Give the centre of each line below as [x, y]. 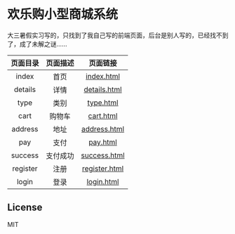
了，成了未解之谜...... [38, 44]
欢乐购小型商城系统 [63, 14]
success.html [103, 155]
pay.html [103, 142]
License [25, 208]
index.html [103, 76]
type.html [103, 103]
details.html [103, 89]
